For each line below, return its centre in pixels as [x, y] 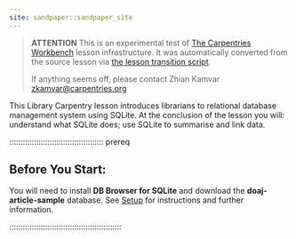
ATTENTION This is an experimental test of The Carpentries [141, 43]
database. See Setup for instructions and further [155, 200]
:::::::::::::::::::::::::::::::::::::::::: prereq [70, 141]
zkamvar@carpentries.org [79, 88]
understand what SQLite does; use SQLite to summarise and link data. [137, 124]
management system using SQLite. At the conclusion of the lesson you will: [147, 115]
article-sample [37, 200]
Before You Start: [58, 170]
